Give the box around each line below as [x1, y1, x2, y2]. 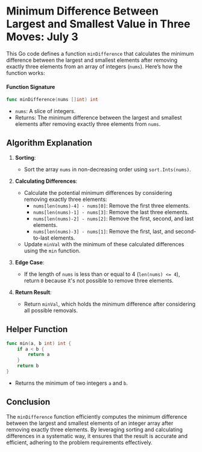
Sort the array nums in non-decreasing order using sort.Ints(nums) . [24, 165, 191, 173]
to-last [33, 234, 49, 241]
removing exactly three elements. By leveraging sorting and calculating [6, 425, 183, 433]
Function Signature [6, 83, 55, 90]
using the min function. [24, 247, 81, 254]
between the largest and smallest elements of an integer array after [6, 419, 174, 427]
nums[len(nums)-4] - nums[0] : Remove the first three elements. [33, 201, 190, 209]
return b [17, 363, 39, 369]
